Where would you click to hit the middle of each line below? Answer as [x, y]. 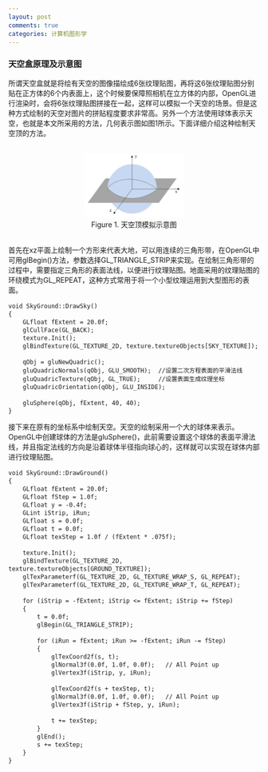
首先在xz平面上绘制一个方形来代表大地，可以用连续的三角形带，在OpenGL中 [134, 250]
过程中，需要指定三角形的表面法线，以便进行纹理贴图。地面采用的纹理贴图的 [134, 270]
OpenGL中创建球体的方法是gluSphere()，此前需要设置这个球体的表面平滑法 [132, 436]
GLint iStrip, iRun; [57, 513]
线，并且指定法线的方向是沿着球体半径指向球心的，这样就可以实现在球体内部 [134, 447]
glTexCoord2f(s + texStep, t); [103, 688]
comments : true [33, 25]
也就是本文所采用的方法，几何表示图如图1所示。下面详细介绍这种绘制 [135, 123]
